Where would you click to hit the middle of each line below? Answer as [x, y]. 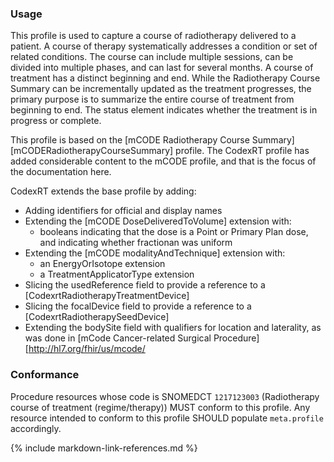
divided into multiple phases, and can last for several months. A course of [162, 68]
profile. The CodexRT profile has [242, 151]
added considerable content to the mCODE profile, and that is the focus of [163, 161]
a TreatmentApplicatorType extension [117, 274]
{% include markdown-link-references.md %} [104, 448]
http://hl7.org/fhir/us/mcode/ [87, 349]
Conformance [45, 375]
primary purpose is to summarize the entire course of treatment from [152, 99]
